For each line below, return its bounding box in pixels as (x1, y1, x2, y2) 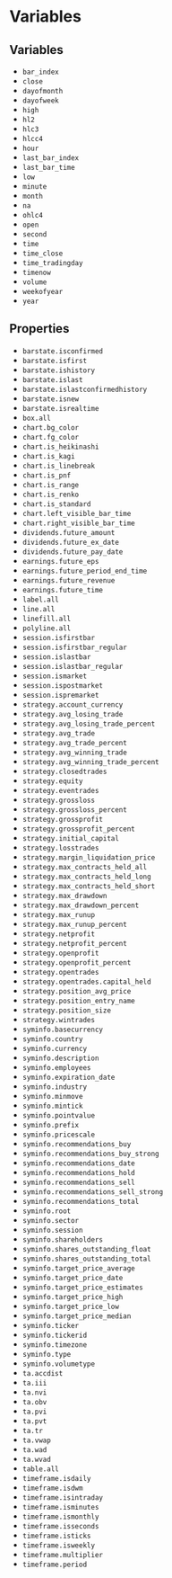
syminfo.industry (21, 1082, 88, 1092)
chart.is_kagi (21, 451, 75, 460)
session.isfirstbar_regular (21, 643, 127, 652)
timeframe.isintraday (21, 1493, 103, 1502)
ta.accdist (21, 1368, 64, 1377)
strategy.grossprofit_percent (21, 825, 136, 834)
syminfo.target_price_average (21, 1263, 136, 1273)
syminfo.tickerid (21, 1331, 88, 1340)
